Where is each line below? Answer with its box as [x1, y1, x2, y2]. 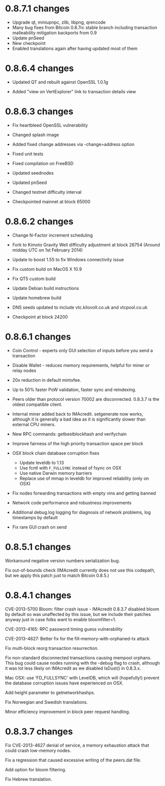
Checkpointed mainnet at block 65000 [12, 198, 91, 205]
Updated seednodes [12, 170, 54, 176]
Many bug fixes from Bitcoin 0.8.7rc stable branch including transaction [12, 24, 158, 30]
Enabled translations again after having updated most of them [12, 45, 138, 51]
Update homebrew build [12, 294, 62, 301]
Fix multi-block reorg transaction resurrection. [5, 645, 99, 651]
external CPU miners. [12, 421, 56, 427]
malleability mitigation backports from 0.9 [12, 30, 97, 36]
